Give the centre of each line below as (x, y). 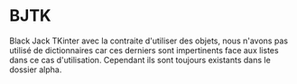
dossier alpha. (36, 70)
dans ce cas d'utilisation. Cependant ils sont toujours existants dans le (140, 60)
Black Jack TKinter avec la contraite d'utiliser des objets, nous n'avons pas (149, 41)
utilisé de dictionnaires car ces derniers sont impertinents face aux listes (144, 50)
